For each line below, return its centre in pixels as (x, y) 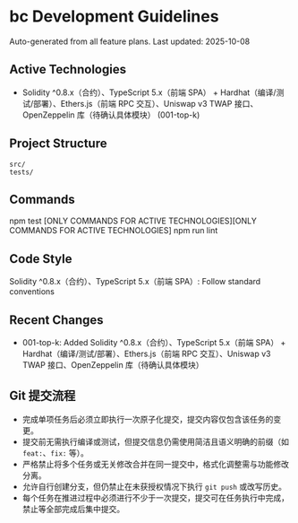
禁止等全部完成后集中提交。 (73, 509)
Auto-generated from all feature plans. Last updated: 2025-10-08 (130, 41)
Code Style (41, 259)
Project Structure (58, 144)
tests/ (21, 172)
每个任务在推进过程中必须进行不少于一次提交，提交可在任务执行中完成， (155, 497)
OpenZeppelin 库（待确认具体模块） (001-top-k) (111, 115)
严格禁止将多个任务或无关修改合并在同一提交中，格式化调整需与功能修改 (155, 464)
